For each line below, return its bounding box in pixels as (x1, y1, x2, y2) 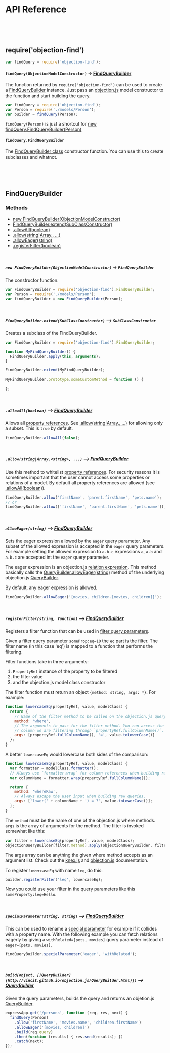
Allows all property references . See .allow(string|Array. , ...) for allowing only (5, 420, 163, 426)
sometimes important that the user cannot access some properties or (5, 474, 150, 480)
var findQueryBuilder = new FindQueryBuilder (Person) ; (5, 296, 123, 302)
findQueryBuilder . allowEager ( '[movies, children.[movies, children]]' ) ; (5, 595, 162, 600)
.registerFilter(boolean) (12, 243, 61, 249)
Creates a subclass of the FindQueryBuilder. (5, 330, 98, 336)
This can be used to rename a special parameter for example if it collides (5, 926, 157, 932)
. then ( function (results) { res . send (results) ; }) (14, 1034, 123, 1039)
